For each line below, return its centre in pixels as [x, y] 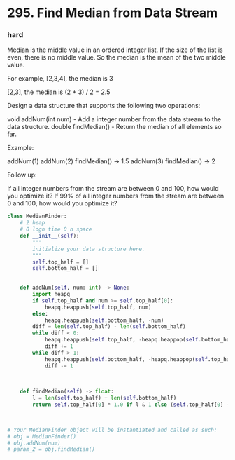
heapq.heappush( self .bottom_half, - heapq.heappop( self [126, 359]
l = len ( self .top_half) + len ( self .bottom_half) [105, 398]
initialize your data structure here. [89, 249]
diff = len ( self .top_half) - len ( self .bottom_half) [109, 327]
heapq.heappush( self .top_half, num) [98, 307]
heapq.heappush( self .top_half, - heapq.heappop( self [121, 340]
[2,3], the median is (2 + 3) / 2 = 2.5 [59, 92]
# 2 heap [33, 223]
